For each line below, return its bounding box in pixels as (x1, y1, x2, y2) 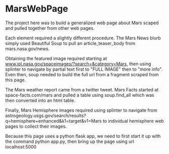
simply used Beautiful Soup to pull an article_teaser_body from (5, 40, 135, 46)
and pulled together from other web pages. (5, 25, 95, 31)
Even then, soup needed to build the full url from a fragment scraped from (5, 71, 159, 77)
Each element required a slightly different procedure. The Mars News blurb (5, 35, 161, 41)
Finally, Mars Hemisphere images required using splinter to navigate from (5, 107, 157, 113)
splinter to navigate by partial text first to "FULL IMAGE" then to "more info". (5, 66, 163, 72)
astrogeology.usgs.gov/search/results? (5, 112, 86, 119)
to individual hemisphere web (102, 118, 164, 124)
